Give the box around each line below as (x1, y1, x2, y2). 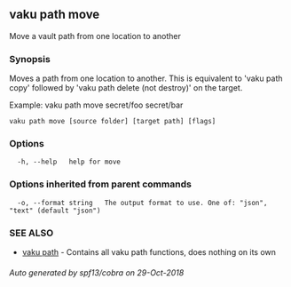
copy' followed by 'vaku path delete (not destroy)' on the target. (9, 83, 243, 93)
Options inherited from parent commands (9, 178, 193, 190)
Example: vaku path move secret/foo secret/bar (9, 100, 184, 110)
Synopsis (9, 52, 51, 65)
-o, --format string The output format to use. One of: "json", (17, 198, 268, 207)
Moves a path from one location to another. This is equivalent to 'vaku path (9, 73, 283, 84)
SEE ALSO (9, 227, 54, 239)
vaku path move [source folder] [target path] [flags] (9, 117, 216, 126)
